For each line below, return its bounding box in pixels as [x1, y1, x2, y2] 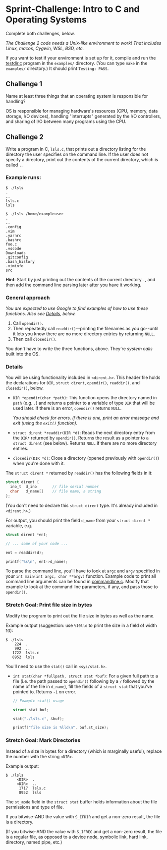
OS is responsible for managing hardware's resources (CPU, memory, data [5, 108, 158, 114]
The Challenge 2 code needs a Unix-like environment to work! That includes [5, 40, 162, 46]
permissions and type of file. [5, 804, 64, 810]
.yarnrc [5, 233, 22, 238]
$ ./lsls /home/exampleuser [5, 211, 64, 216]
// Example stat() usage [12, 698, 64, 703]
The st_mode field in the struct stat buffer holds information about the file [5, 798, 158, 804]
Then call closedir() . [12, 336, 56, 342]
